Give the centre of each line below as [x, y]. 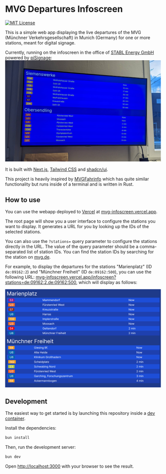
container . [15, 419]
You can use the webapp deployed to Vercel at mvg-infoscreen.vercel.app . [81, 212]
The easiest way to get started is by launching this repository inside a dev [80, 413]
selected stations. [23, 232]
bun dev [13, 457]
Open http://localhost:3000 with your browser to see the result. [70, 466]
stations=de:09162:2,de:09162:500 [41, 282]
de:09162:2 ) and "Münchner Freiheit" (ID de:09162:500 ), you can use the [78, 272]
